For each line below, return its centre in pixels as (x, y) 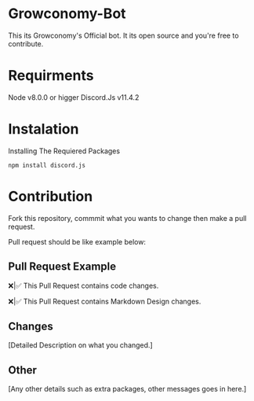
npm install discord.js (47, 165)
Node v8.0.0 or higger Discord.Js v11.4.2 (74, 97)
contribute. (26, 43)
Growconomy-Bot (67, 14)
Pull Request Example (62, 267)
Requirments (51, 76)
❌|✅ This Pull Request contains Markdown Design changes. (105, 301)
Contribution (51, 197)
